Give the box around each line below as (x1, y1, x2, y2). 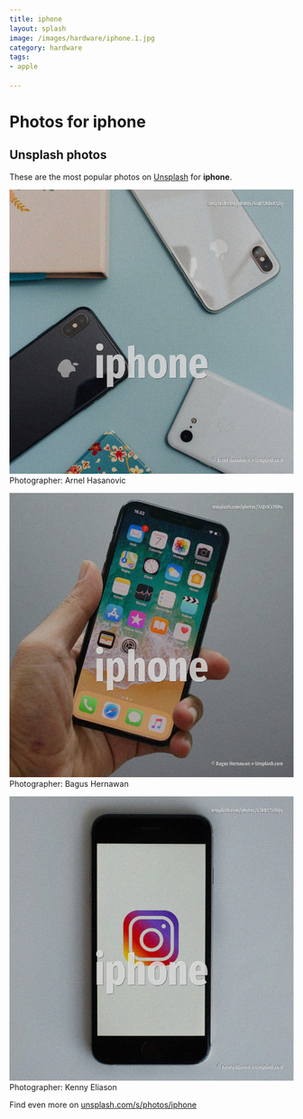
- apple (9, 62, 39, 71)
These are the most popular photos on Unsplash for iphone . (9, 171, 233, 182)
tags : (9, 52, 30, 62)
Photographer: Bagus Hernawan (9, 778, 129, 789)
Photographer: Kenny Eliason (9, 1081, 117, 1092)
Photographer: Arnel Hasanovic (9, 475, 126, 486)
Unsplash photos (9, 147, 107, 162)
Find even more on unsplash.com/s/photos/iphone (9, 1099, 197, 1110)
